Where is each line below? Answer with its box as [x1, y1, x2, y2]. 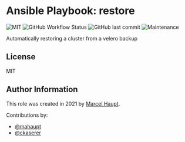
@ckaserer [14, 129, 41, 136]
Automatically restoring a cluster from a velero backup [6, 35, 138, 42]
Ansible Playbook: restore [6, 4, 135, 18]
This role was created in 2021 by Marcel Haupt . [6, 100, 120, 107]
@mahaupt [14, 123, 42, 130]
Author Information [6, 84, 78, 94]
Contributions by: [6, 111, 48, 119]
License [6, 52, 36, 62]
